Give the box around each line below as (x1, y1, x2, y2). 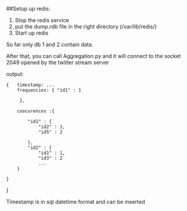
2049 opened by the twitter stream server (6, 59, 109, 66)
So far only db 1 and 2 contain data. (6, 41, 94, 48)
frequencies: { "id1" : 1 (17, 87, 82, 93)
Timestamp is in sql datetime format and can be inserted (6, 198, 145, 205)
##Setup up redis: (6, 5, 51, 12)
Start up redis (14, 29, 49, 36)
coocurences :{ (17, 108, 55, 114)
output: (6, 71, 24, 77)
